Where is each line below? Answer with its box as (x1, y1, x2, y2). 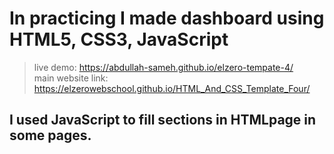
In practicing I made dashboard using (9, 7, 325, 30)
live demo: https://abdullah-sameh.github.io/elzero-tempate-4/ (33, 61, 294, 73)
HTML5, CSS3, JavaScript (9, 28, 229, 51)
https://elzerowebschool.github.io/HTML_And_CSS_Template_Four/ (33, 82, 311, 94)
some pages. (9, 127, 92, 144)
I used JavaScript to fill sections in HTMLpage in (9, 112, 317, 129)
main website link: (33, 72, 109, 84)
